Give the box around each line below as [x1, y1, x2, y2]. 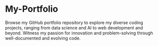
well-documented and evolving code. [5, 35, 81, 41]
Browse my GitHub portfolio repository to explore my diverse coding [5, 20, 144, 25]
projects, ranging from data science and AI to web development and [5, 24, 143, 30]
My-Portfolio [5, 3, 58, 15]
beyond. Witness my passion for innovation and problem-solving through [5, 30, 154, 36]
